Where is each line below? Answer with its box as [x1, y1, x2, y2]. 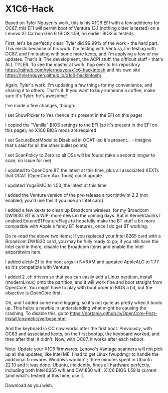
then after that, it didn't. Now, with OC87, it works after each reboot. [5, 336, 145, 342]
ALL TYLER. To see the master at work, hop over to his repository [5, 61, 140, 67]
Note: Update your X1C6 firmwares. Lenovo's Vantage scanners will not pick [5, 346, 163, 352]
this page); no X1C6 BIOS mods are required [5, 127, 97, 133]
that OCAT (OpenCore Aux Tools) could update [5, 172, 102, 179]
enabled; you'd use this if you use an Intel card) [5, 197, 104, 203]
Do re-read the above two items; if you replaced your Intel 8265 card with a [5, 232, 161, 239]
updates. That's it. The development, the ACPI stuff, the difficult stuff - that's [5, 56, 163, 62]
